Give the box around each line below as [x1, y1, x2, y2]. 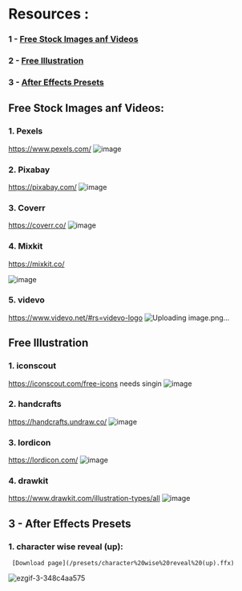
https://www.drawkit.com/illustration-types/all [8, 494, 160, 503]
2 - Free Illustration [8, 55, 84, 67]
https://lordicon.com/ [8, 455, 79, 465]
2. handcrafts [8, 399, 62, 410]
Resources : [8, 5, 90, 23]
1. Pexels [8, 125, 43, 137]
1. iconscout [8, 360, 57, 371]
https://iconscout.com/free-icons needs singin [8, 379, 163, 388]
